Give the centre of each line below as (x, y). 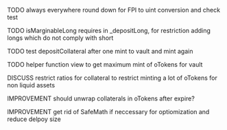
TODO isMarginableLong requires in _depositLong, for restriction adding (109, 31)
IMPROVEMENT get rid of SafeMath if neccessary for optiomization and (108, 112)
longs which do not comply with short (60, 38)
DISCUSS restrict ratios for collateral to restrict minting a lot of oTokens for (112, 78)
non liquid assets (31, 85)
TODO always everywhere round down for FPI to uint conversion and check (114, 10)
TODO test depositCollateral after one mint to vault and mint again (100, 51)
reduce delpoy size (34, 119)
